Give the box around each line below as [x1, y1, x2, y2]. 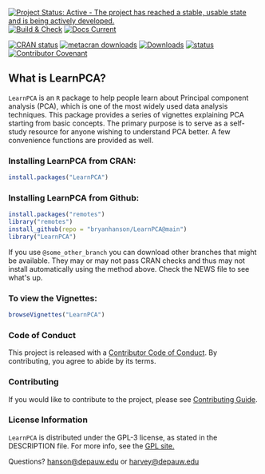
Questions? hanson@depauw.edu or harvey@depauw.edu [8, 456, 200, 466]
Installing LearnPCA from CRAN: [8, 155, 136, 166]
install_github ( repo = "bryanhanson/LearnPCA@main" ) [8, 225, 188, 233]
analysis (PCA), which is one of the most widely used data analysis [8, 101, 228, 111]
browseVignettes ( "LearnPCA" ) [8, 311, 105, 319]
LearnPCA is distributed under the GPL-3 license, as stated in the [8, 432, 218, 442]
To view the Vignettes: [8, 293, 97, 304]
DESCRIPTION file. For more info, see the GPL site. [8, 440, 175, 451]
